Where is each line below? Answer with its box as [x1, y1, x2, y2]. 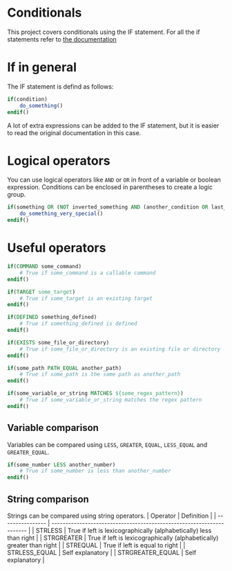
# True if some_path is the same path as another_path [19, 371, 181, 378]
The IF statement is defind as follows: [7, 82, 114, 91]
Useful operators [7, 240, 106, 256]
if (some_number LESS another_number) [7, 461, 116, 468]
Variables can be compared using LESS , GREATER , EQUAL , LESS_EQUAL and [7, 440, 208, 448]
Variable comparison [7, 422, 99, 434]
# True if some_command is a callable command [19, 269, 156, 276]
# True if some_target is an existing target [19, 295, 153, 302]
